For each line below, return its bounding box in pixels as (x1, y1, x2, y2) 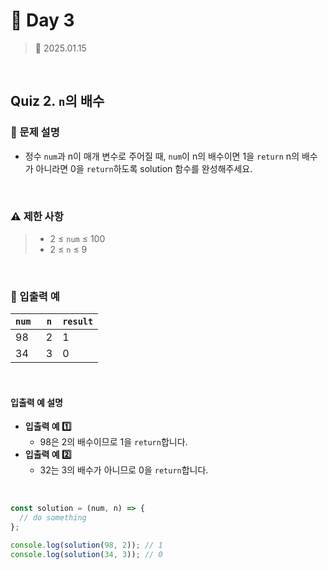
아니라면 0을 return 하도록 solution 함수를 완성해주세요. (35, 162, 253, 174)
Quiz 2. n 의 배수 (10, 93, 105, 110)
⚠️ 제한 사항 (10, 209, 64, 223)
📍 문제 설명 (10, 125, 60, 139)
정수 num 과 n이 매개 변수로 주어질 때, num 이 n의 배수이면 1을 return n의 (24, 150, 300, 162)
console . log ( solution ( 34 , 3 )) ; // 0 (10, 549, 163, 559)
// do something (19, 513, 87, 523)
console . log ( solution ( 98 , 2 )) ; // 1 (10, 540, 163, 551)
